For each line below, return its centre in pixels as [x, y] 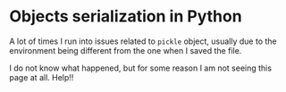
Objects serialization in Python [126, 17]
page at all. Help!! [42, 77]
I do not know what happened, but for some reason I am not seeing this [141, 68]
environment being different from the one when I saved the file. [126, 50]
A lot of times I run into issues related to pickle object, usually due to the [143, 41]
